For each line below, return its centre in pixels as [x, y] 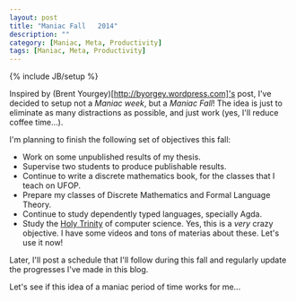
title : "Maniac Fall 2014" [64, 26]
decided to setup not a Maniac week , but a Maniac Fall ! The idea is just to [146, 103]
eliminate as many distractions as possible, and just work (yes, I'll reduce [144, 113]
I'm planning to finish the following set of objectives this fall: [120, 140]
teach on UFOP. [52, 185]
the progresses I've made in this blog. [79, 270]
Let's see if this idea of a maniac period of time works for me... [125, 287]
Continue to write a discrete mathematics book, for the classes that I [148, 176]
